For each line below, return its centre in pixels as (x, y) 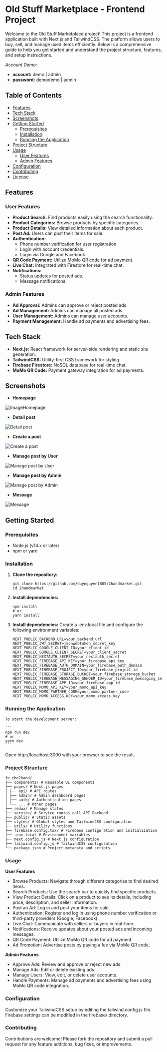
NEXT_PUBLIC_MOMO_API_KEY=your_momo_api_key (59, 687)
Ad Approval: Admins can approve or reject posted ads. (70, 305)
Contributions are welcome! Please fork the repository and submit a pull (79, 1038)
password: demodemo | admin (44, 80)
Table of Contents (34, 95)
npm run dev (17, 732)
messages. (24, 934)
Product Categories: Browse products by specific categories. (76, 223)
